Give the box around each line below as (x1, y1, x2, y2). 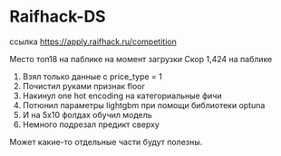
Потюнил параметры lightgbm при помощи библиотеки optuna (22, 99, 266, 110)
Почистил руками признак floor (22, 80, 145, 91)
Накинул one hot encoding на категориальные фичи (22, 90, 222, 101)
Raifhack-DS (9, 6, 106, 27)
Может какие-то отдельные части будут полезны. (9, 136, 203, 147)
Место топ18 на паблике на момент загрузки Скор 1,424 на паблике (9, 53, 273, 64)
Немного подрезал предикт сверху (22, 119, 160, 130)
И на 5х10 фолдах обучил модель (22, 109, 152, 120)
